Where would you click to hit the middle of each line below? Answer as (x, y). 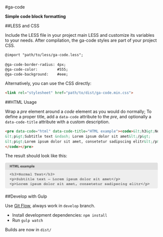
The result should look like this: (36, 156)
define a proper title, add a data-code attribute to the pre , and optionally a (78, 116)
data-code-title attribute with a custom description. (57, 122)
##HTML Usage (21, 102)
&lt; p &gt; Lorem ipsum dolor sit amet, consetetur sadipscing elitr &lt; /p (81, 142)
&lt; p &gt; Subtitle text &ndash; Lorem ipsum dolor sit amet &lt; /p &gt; (78, 136)
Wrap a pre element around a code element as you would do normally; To (78, 111)
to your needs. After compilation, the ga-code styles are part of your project (81, 40)
